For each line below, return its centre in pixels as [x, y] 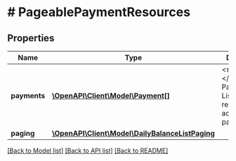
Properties [31, 38]
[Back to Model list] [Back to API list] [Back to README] [88, 150]
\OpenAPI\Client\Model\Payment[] [111, 96]
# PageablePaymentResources [99, 12]
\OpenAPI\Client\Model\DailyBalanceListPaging [133, 133]
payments [28, 96]
